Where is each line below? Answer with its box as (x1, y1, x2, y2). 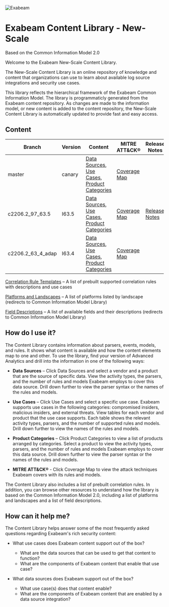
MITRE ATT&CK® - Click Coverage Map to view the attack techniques (12, 466, 157, 472)
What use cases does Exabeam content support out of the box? (12, 540, 145, 546)
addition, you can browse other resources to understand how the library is (5, 486, 159, 492)
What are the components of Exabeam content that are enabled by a (20, 591, 162, 597)
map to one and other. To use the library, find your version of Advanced (5, 352, 153, 359)
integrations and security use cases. (5, 79, 80, 85)
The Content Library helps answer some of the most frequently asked (5, 525, 149, 531)
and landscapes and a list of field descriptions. (5, 497, 102, 503)
